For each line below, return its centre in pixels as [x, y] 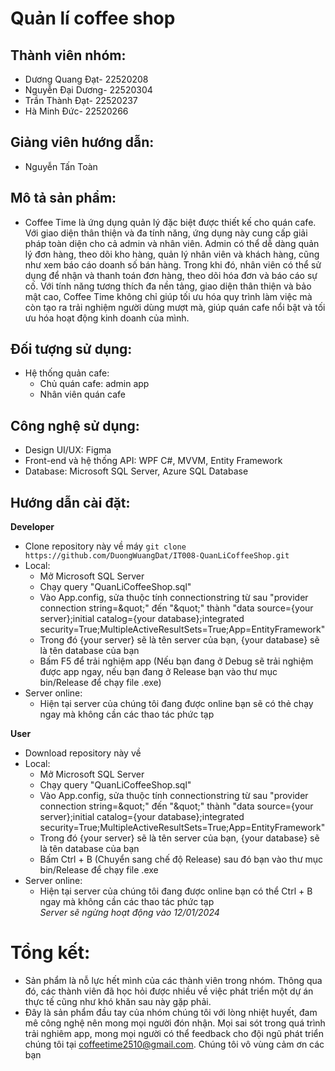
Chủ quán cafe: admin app [94, 384]
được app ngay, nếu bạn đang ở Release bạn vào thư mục [158, 672]
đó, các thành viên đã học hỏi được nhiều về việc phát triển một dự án [169, 991]
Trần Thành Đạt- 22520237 [81, 100]
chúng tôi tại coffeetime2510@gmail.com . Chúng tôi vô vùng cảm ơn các [174, 1044]
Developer [32, 527]
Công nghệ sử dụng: [75, 425]
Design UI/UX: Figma [68, 450]
